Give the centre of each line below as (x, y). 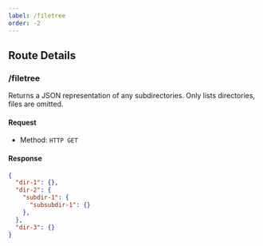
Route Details (42, 56)
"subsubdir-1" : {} (60, 205)
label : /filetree (37, 16)
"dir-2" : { (33, 190)
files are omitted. (36, 104)
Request (23, 122)
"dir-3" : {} (35, 227)
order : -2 (25, 23)
